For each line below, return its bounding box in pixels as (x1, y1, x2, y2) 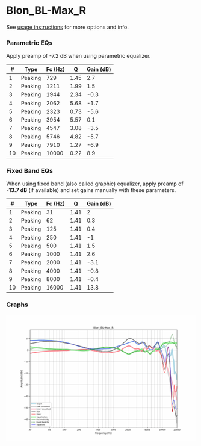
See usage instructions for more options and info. (6, 23, 129, 31)
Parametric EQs (6, 39, 53, 47)
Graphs (6, 300, 28, 309)
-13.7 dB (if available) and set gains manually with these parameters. (6, 187, 176, 194)
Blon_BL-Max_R (6, 4, 86, 17)
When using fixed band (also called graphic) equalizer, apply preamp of (6, 180, 184, 187)
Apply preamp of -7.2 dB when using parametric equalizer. (6, 52, 151, 60)
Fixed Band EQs (6, 166, 53, 175)
